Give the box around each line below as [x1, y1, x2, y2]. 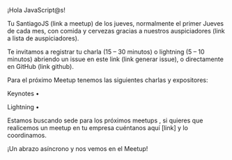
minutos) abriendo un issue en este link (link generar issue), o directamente [7, 55, 224, 63]
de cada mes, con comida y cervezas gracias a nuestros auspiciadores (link [7, 27, 225, 35]
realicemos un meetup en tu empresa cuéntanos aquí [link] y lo [7, 124, 188, 131]
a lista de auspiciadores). [7, 34, 79, 42]
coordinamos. [7, 131, 47, 139]
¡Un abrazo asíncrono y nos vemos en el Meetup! [7, 145, 148, 152]
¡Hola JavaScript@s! [7, 6, 66, 14]
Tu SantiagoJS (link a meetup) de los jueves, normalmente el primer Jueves [7, 19, 224, 27]
